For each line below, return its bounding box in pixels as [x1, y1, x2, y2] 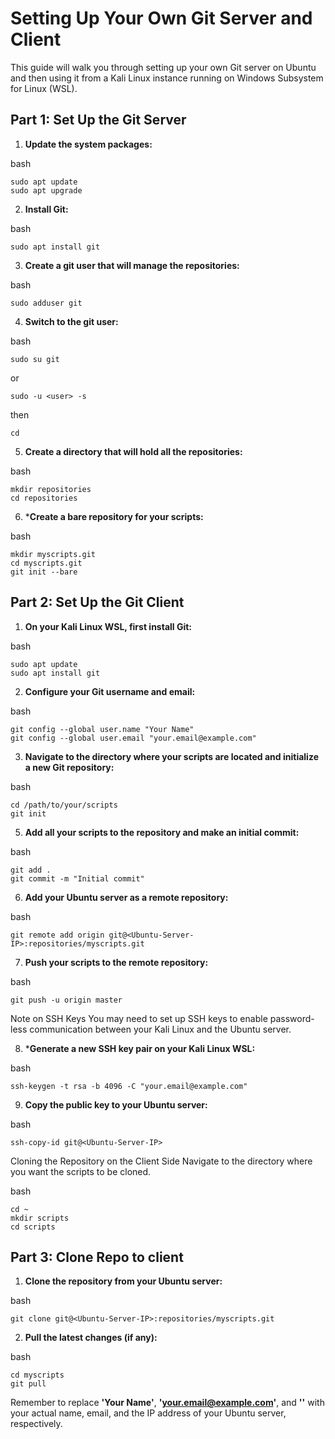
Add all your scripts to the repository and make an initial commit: [24, 826, 300, 838]
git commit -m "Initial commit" [10, 873, 145, 884]
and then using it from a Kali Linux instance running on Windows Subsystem [10, 72, 324, 84]
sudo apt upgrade [10, 185, 83, 196]
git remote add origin [10, 930, 105, 940]
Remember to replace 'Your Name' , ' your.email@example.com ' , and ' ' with [10, 1397, 325, 1409]
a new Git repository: [24, 761, 115, 773]
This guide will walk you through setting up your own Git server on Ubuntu [10, 61, 317, 73]
